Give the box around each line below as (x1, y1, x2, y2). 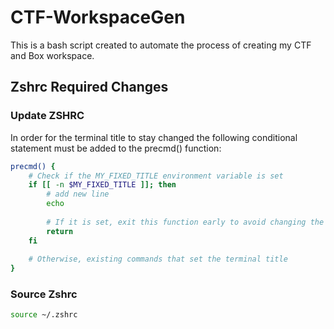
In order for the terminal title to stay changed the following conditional (10, 131, 298, 143)
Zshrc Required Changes (10, 79, 169, 96)
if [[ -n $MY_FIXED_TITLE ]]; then (28, 180, 177, 190)
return (46, 226, 74, 236)
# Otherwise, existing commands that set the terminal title (28, 254, 288, 265)
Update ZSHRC (10, 109, 85, 123)
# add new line (46, 189, 110, 200)
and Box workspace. (10, 49, 95, 61)
